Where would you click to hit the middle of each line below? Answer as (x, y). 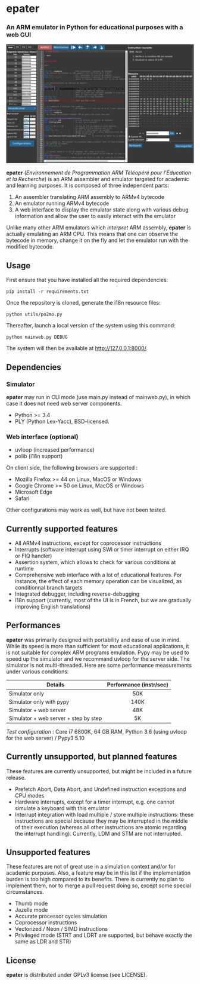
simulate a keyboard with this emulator (62, 808)
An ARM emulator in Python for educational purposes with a (95, 27)
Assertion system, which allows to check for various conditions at (95, 562)
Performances (33, 625)
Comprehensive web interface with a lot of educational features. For (99, 575)
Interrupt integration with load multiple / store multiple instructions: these (104, 814)
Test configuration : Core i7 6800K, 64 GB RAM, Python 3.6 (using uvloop (97, 731)
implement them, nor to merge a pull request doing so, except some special (99, 885)
